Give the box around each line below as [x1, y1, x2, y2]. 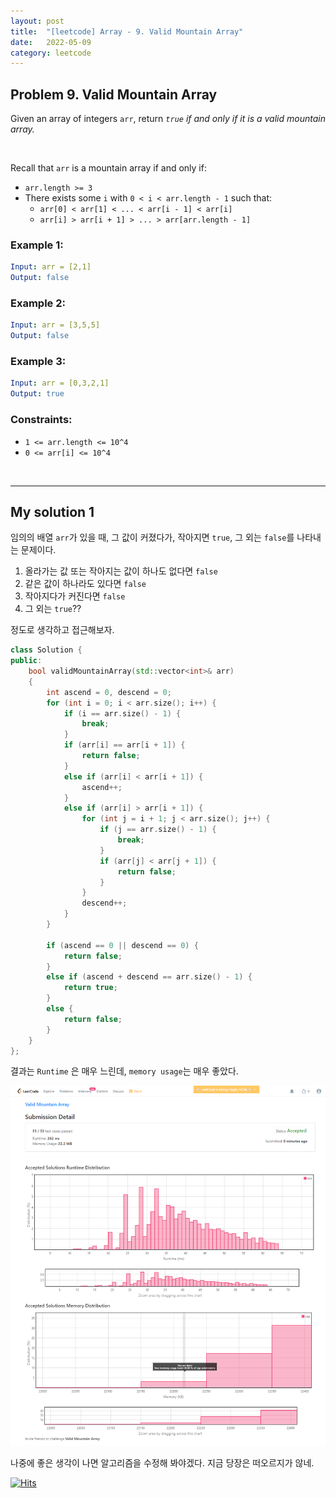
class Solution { [10, 645, 83, 655]
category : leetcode [10, 48, 92, 58]
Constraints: [10, 413, 73, 427]
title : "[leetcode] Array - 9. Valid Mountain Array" [10, 26, 244, 37]
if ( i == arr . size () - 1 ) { [63, 708, 182, 719]
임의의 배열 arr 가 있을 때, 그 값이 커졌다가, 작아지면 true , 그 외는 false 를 [10, 531, 295, 544]
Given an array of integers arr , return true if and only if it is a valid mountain [10, 113, 326, 125]
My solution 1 [10, 503, 95, 520]
